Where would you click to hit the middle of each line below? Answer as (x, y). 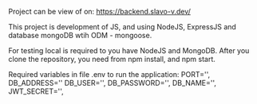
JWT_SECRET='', (36, 91)
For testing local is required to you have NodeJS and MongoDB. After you (129, 50)
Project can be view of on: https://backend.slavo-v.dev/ (100, 12)
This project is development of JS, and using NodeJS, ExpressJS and (123, 27)
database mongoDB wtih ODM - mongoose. (80, 35)
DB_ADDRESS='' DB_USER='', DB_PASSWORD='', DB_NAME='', (113, 83)
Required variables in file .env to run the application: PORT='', (109, 74)
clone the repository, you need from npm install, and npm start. (112, 59)
